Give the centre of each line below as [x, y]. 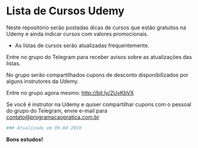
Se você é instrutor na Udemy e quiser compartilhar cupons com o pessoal [99, 104]
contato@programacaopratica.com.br [53, 117]
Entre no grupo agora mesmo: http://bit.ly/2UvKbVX [70, 92]
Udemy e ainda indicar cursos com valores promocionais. [77, 33]
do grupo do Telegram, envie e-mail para [57, 110]
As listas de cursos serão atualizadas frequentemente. [82, 45]
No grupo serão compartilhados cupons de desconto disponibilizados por [97, 75]
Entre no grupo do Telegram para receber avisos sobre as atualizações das [99, 57]
